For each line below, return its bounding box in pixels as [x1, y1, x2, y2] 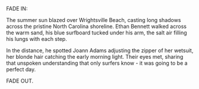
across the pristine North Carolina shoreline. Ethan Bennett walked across [6, 23, 187, 30]
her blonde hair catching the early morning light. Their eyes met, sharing [6, 53, 184, 60]
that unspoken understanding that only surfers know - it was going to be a [6, 59, 188, 66]
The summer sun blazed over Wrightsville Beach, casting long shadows [6, 17, 181, 23]
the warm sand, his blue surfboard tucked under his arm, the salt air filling [6, 29, 187, 36]
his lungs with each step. [6, 36, 67, 42]
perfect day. [6, 66, 36, 73]
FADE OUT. [6, 77, 34, 84]
